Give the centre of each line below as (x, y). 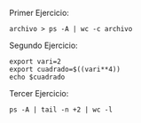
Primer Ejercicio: (39, 13)
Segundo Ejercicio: (43, 45)
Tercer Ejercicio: (39, 93)
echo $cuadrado (37, 77)
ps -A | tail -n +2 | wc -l (61, 110)
